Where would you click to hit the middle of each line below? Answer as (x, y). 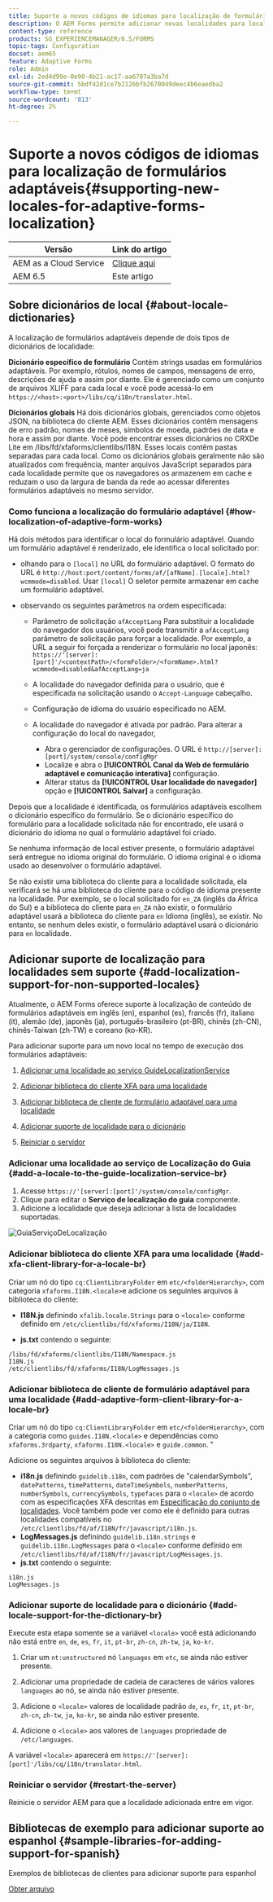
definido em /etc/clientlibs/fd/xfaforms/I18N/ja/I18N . (115, 1324)
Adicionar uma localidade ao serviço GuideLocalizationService (125, 1070)
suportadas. (40, 1217)
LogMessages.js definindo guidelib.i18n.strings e (108, 1536)
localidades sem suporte (72, 971)
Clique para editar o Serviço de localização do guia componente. (130, 1200)
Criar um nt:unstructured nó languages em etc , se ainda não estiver (134, 1658)
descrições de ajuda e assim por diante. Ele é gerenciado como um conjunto (136, 379)
